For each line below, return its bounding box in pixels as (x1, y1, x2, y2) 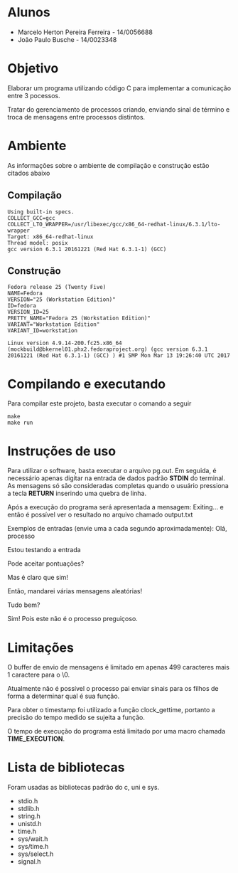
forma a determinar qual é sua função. (7, 692, 120, 701)
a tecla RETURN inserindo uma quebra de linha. (7, 489, 147, 498)
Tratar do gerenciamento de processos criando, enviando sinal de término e (7, 105, 230, 114)
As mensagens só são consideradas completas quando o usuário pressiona (7, 482, 229, 490)
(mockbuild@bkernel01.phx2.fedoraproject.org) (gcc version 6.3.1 (7, 346, 208, 353)
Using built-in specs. (7, 208, 75, 216)
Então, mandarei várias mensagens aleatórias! (7, 587, 143, 596)
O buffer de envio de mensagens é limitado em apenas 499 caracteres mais (7, 663, 229, 672)
